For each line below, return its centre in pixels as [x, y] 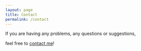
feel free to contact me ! [30, 43]
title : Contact [21, 15]
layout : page [19, 10]
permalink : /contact [27, 19]
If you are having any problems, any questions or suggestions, [70, 34]
